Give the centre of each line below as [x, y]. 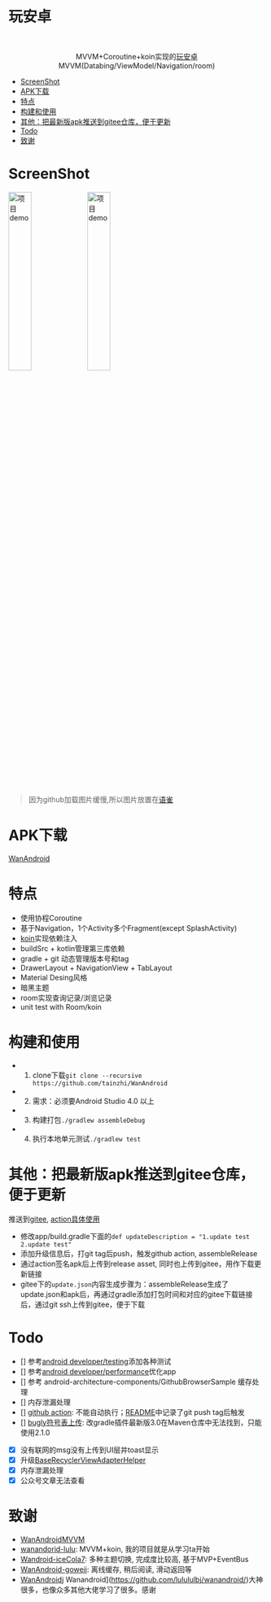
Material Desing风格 [54, 977]
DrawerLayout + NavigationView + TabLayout [96, 967]
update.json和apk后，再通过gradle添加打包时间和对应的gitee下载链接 [136, 1294]
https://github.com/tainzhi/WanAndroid [100, 1083]
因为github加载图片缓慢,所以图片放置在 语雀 [101, 799]
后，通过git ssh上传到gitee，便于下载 [83, 1304]
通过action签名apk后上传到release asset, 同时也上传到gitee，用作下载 [137, 1264]
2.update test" [46, 1244]
